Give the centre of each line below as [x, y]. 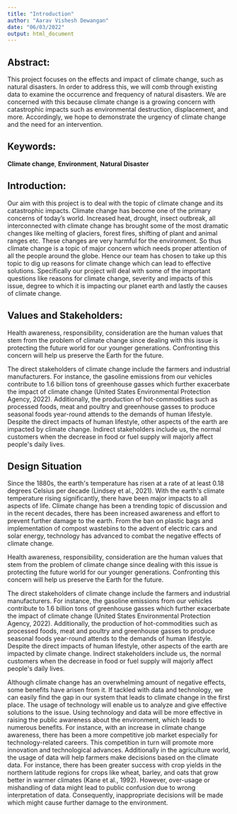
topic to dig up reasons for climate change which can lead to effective [109, 263]
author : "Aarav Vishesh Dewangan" [58, 21]
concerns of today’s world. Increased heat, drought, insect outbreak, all [111, 218]
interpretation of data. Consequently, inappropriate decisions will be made [115, 795]
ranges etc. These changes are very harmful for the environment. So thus [114, 241]
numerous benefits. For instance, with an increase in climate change [107, 728]
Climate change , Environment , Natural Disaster [78, 164]
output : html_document [41, 34]
